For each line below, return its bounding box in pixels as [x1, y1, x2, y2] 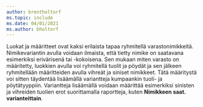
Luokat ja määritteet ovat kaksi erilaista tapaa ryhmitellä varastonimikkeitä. [6, 43, 194, 50]
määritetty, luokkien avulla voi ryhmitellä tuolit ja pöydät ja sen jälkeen [6, 62, 182, 70]
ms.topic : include [6, 15, 53, 21]
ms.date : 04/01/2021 [6, 20, 59, 26]
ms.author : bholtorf [6, 26, 59, 32]
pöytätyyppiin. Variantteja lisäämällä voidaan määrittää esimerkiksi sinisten [6, 82, 194, 89]
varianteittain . [6, 95, 43, 102]
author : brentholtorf [6, 9, 62, 15]
